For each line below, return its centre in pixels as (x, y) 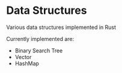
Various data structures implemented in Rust (61, 27)
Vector (23, 57)
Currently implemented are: (40, 39)
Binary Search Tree (39, 50)
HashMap (27, 63)
